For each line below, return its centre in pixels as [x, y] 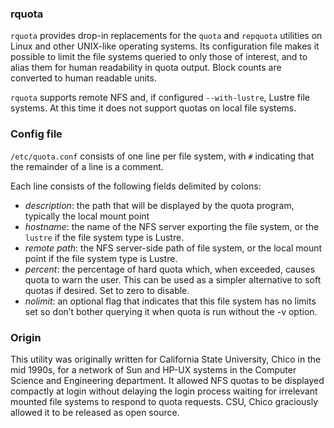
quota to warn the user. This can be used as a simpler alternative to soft [173, 279]
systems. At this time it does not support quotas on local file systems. [153, 108]
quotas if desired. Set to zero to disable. [107, 290]
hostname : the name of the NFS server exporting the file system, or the [172, 226]
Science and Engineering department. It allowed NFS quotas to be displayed [167, 380]
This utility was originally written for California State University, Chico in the [166, 359]
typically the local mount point [87, 216]
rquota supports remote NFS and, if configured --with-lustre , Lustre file [160, 98]
